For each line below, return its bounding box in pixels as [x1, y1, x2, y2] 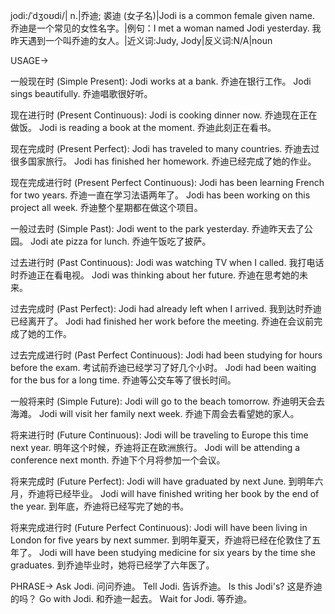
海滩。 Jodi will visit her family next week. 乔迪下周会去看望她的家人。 [10, 408, 300, 419]
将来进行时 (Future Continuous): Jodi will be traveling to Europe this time [10, 429, 309, 441]
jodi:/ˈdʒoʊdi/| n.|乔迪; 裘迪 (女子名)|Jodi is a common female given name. [10, 10, 315, 21]
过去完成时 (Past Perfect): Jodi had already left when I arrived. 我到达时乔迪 [10, 303, 322, 314]
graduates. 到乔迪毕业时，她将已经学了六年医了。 [10, 559, 215, 571]
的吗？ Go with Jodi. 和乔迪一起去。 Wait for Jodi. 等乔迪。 [10, 593, 253, 604]
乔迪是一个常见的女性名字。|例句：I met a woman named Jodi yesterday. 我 [10, 22, 322, 34]
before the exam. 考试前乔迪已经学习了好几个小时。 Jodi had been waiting [10, 362, 317, 373]
